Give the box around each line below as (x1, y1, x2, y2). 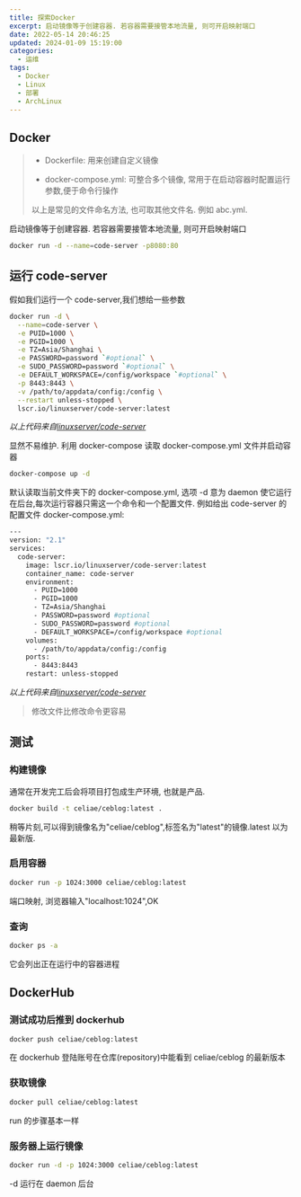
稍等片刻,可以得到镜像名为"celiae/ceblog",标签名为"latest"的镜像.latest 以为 (9, 821, 288, 832)
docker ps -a (9, 941, 58, 951)
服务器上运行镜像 (9, 1139, 84, 1152)
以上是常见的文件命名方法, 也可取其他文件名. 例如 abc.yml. (31, 204, 248, 216)
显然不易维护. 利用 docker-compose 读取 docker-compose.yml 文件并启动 (9, 440, 283, 451)
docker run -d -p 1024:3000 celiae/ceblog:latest (9, 1160, 199, 1169)
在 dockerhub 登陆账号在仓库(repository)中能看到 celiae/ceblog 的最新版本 (9, 1052, 286, 1063)
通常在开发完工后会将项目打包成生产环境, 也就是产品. (9, 785, 206, 796)
